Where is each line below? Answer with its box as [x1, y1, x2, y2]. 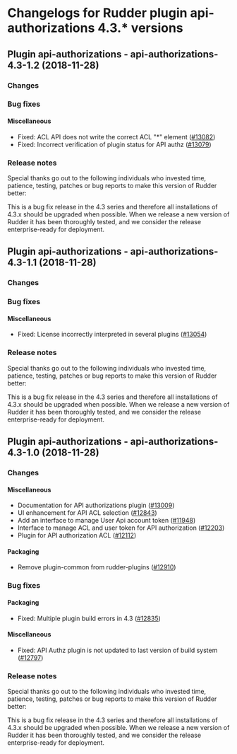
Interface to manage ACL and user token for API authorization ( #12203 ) [17, 523, 225, 532]
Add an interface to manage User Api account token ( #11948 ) [17, 516, 196, 525]
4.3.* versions [97, 20, 183, 36]
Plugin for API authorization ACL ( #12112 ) [17, 531, 137, 540]
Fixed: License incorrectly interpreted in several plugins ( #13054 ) [17, 330, 207, 339]
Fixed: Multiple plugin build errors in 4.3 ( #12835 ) [17, 614, 161, 622]
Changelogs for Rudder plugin [7, 5, 188, 21]
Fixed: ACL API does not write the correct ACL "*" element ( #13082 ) [17, 132, 216, 141]
